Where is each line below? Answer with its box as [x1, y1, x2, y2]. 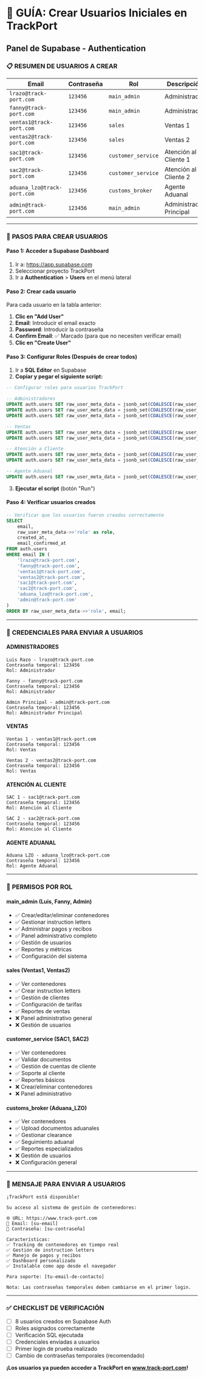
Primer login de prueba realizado [15, 1345, 98, 1353]
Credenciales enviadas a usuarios [15, 1338, 100, 1345]
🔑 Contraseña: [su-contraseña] [6, 1226, 86, 1232]
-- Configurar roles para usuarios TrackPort [6, 384, 123, 391]
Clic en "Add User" [15, 313, 64, 320]
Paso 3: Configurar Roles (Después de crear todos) [6, 353, 138, 360]
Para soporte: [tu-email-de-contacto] [6, 1273, 104, 1280]
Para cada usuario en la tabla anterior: [6, 301, 102, 309]
